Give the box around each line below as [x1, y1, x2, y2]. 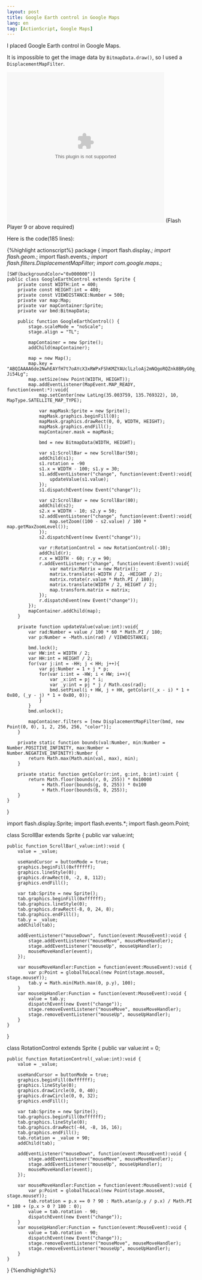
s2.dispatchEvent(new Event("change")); [38, 534, 141, 540]
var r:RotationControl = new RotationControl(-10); [38, 545, 171, 551]
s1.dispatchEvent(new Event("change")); [38, 487, 141, 493]
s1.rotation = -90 [38, 461, 85, 467]
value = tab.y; [28, 996, 67, 1002]
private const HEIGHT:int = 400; [17, 287, 101, 293]
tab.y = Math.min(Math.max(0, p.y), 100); [28, 980, 136, 986]
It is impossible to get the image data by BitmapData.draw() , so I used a [7, 54, 182, 61]
